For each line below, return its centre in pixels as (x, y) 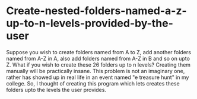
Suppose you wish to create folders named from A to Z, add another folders (99, 52)
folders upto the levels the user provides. (56, 90)
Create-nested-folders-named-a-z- (96, 11)
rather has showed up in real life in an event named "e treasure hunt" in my (98, 77)
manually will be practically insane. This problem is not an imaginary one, (96, 71)
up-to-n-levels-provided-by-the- (90, 23)
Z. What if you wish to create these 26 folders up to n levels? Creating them (99, 65)
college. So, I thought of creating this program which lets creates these (93, 83)
